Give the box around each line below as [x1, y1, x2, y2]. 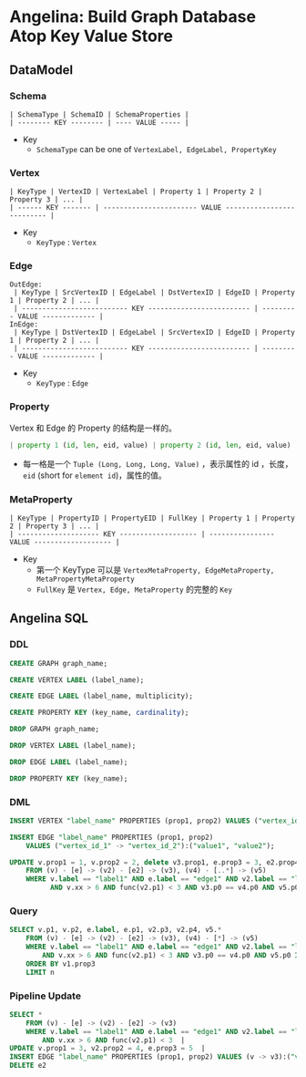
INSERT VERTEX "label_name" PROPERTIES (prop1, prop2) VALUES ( [9, 816, 259, 825]
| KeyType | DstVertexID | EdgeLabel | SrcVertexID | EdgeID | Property [13, 328, 296, 337]
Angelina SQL [9, 611, 89, 627]
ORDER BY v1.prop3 [25, 959, 96, 968]
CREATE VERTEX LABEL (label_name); [9, 675, 145, 685]
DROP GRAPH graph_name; [9, 725, 100, 734]
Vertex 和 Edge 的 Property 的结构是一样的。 [9, 422, 178, 433]
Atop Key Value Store [9, 26, 173, 47]
